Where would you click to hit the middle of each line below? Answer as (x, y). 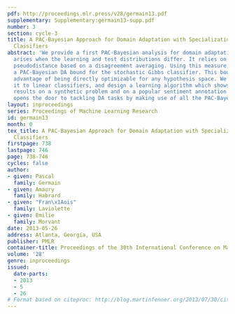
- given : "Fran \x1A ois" (42, 202)
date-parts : (31, 273)
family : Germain (37, 183)
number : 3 (22, 27)
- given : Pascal (31, 176)
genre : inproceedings (39, 261)
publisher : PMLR (31, 241)
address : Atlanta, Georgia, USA (54, 235)
